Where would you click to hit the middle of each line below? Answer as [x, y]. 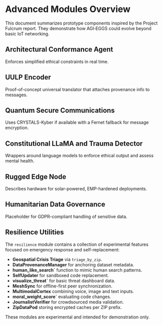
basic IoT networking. [27, 34]
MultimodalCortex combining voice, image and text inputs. [73, 291]
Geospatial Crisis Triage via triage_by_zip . [57, 259]
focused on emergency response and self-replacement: [62, 249]
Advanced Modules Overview [68, 9]
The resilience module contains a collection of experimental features [77, 244]
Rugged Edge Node [36, 177]
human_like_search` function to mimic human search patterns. [77, 270]
